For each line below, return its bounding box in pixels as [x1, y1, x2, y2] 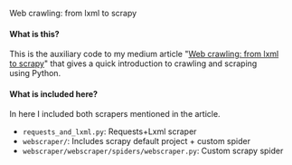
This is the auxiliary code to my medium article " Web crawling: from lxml [9, 49, 279, 60]
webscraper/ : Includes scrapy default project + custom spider [22, 136, 251, 147]
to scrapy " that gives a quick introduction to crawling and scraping [9, 58, 258, 69]
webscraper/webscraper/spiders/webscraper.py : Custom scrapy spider [22, 145, 284, 157]
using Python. [9, 68, 61, 79]
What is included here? [9, 88, 98, 99]
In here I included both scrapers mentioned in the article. [9, 109, 221, 120]
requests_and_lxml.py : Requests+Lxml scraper [22, 126, 197, 137]
